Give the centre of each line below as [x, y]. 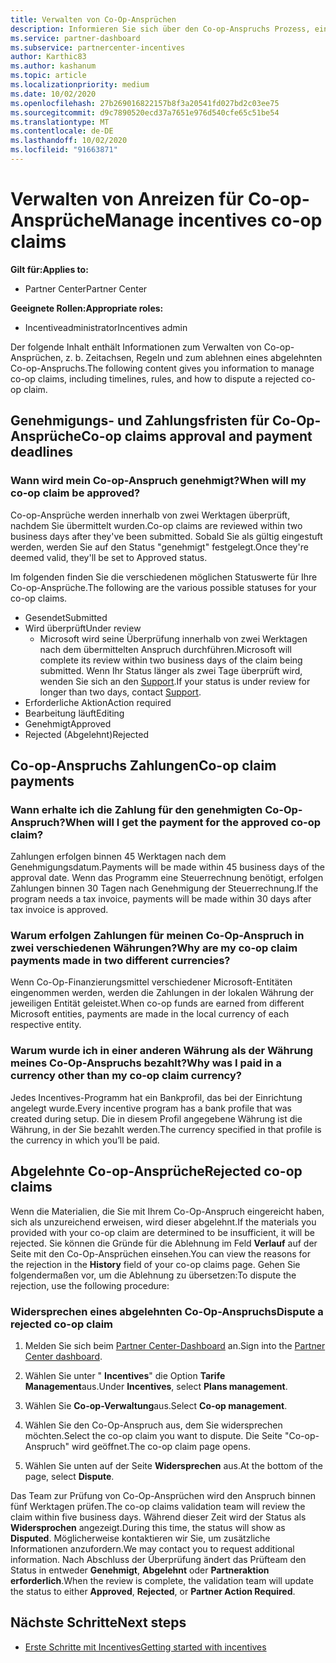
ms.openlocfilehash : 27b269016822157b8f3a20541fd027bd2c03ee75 [145, 103]
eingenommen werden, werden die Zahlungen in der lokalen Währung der [162, 993]
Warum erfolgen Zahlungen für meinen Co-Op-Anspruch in [157, 936]
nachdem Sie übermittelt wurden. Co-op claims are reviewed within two [156, 525]
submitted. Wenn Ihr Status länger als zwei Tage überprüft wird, [171, 670]
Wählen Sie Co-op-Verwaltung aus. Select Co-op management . [156, 1405]
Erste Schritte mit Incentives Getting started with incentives [145, 1647]
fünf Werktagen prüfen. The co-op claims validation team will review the [158, 1506]
